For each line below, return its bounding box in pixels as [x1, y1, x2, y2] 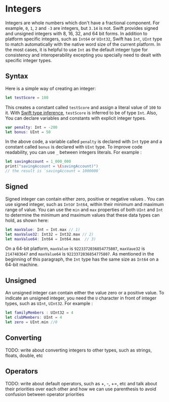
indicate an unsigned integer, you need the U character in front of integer [5, 295, 157, 301]
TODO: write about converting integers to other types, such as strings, [5, 347, 152, 353]
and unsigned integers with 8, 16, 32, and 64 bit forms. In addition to [5, 30, 148, 36]
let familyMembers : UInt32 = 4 [5, 310, 73, 316]
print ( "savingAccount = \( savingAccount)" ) [5, 164, 99, 169]
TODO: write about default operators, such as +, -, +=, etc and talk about [5, 380, 157, 386]
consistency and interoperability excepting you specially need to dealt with [5, 52, 161, 58]
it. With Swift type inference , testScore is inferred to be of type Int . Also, [5, 110, 158, 116]
